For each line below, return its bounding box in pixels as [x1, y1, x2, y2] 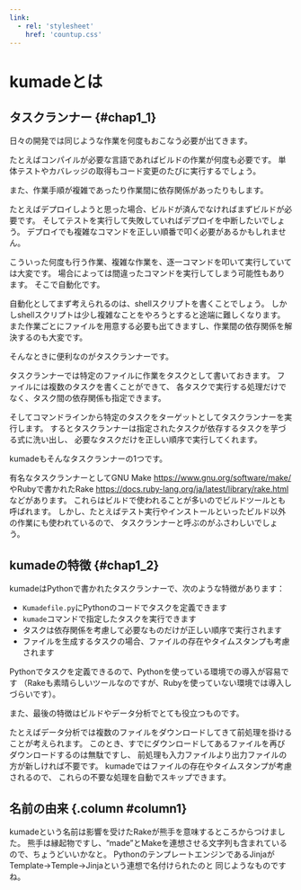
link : [9, 13, 30, 22]
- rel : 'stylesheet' [17, 22, 94, 31]
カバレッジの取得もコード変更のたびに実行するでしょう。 [48, 165, 261, 176]
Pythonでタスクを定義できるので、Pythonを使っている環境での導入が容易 [9, 666, 281, 677]
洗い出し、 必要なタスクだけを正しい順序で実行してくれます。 [32, 434, 262, 445]
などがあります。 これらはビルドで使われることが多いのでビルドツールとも [9, 495, 286, 506]
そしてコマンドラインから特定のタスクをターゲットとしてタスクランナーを [9, 412, 285, 423]
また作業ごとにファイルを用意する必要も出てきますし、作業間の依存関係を [9, 321, 285, 332]
